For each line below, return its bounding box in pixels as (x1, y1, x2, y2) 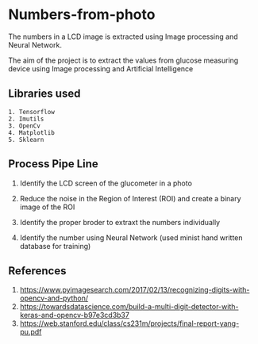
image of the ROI (19, 202, 75, 212)
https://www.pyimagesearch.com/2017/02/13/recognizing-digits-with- (19, 285, 250, 295)
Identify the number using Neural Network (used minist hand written (19, 232, 244, 243)
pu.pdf (19, 327, 42, 337)
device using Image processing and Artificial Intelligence (8, 63, 194, 73)
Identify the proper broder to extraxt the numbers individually (19, 217, 221, 227)
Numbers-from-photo (8, 6, 156, 24)
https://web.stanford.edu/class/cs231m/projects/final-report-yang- (19, 319, 240, 328)
